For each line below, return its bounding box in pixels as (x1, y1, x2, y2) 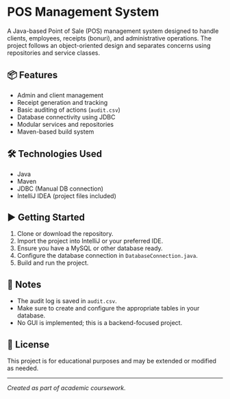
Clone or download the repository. (16, 230, 114, 238)
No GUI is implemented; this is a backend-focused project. (16, 319, 183, 327)
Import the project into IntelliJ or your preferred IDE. (16, 237, 164, 245)
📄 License (7, 339, 50, 350)
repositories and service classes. (7, 49, 101, 57)
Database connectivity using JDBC (16, 112, 116, 121)
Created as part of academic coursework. (7, 384, 127, 391)
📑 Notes (7, 278, 42, 290)
